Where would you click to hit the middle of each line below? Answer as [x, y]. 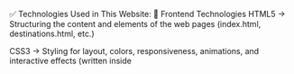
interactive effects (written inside [71, 60]
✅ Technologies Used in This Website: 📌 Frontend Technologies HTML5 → [147, 14]
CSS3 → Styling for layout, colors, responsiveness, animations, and [134, 51]
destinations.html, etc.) [52, 33]
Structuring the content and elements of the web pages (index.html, [135, 24]
